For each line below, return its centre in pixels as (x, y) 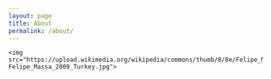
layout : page (30, 16)
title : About (30, 23)
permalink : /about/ (41, 31)
